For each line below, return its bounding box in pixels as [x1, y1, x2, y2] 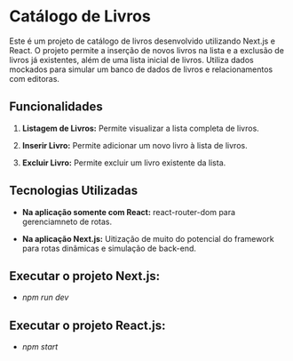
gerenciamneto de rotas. [21, 216, 113, 227]
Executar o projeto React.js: [9, 317, 166, 333]
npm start [21, 341, 59, 352]
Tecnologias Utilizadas [9, 183, 139, 198]
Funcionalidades [9, 100, 104, 115]
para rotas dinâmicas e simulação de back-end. [21, 243, 197, 253]
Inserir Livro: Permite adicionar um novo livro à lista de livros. [21, 140, 248, 150]
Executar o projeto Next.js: [9, 269, 161, 284]
